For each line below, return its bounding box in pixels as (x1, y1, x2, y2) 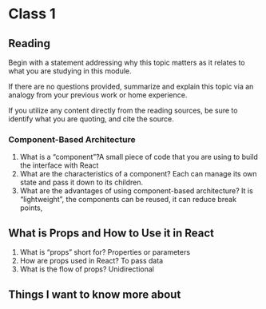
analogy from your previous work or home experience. (8, 90, 188, 100)
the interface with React (19, 160, 99, 170)
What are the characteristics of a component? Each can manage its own (19, 169, 257, 179)
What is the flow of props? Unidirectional (19, 264, 154, 274)
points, (19, 203, 43, 212)
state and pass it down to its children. (19, 177, 144, 188)
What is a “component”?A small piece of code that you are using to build (19, 153, 258, 162)
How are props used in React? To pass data (19, 256, 164, 266)
